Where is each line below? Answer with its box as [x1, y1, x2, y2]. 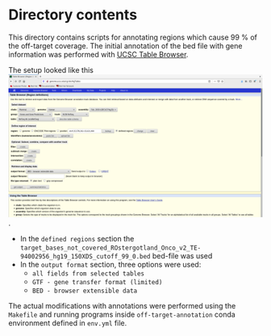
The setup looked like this [8, 65, 94, 74]
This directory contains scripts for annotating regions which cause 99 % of [8, 32, 258, 42]
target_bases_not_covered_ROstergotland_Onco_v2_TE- [19, 244, 202, 252]
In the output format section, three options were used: [19, 260, 202, 270]
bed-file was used [152, 251, 213, 261]
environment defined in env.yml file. [8, 318, 127, 328]
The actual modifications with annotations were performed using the [8, 301, 236, 311]
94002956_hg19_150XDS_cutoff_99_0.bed [19, 253, 151, 261]
